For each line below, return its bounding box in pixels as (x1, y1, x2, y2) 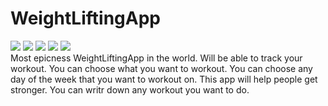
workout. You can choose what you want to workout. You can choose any (10, 62, 313, 74)
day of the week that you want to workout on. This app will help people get (10, 73, 318, 85)
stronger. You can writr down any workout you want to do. (10, 83, 250, 96)
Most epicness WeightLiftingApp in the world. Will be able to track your (10, 52, 303, 64)
